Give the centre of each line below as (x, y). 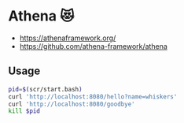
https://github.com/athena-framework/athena (93, 46)
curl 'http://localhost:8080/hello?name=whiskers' (93, 97)
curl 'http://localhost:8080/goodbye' (72, 104)
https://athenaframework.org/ (68, 38)
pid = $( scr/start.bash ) (45, 89)
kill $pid (24, 111)
